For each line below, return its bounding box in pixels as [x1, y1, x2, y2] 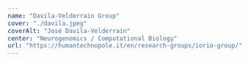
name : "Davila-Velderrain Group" [7, 11, 120, 20]
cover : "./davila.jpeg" [7, 19, 88, 27]
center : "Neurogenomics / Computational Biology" [7, 34, 178, 43]
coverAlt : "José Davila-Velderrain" [7, 27, 131, 35]
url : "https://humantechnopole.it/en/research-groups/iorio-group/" [7, 42, 243, 50]
